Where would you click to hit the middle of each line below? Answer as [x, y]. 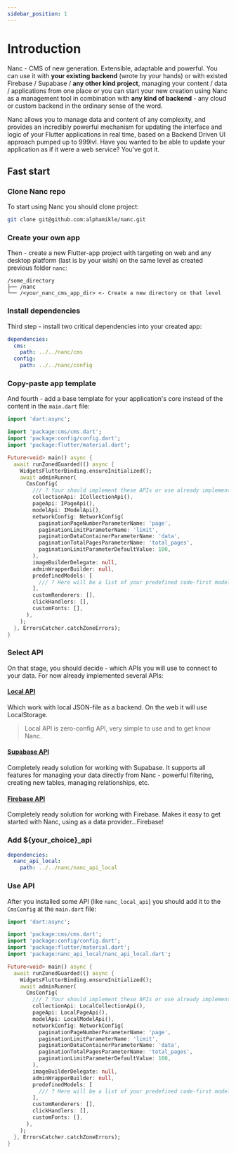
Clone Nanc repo [37, 191]
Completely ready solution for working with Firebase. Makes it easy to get [114, 814]
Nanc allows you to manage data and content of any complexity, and [106, 119]
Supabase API [28, 752]
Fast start [29, 171]
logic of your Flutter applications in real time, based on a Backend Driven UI [117, 134]
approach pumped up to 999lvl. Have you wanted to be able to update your [116, 142]
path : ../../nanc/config [56, 366]
